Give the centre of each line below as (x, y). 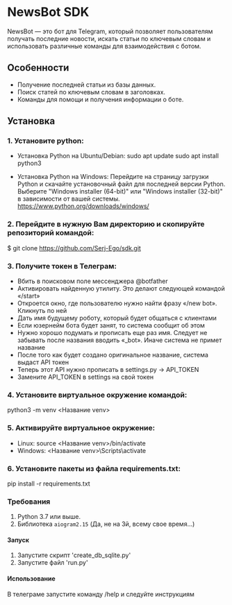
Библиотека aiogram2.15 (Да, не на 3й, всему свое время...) (106, 524)
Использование (31, 579)
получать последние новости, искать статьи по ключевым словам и (109, 38)
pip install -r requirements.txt (49, 484)
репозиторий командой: (51, 233)
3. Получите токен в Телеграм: (62, 266)
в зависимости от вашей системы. (68, 199)
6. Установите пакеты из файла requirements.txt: (94, 468)
